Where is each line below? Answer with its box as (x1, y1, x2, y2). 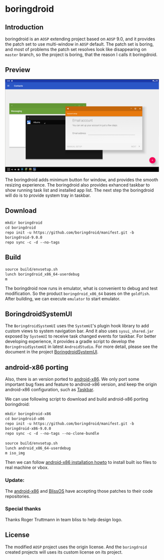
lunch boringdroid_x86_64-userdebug (5, 271, 80, 277)
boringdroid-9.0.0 (5, 235, 42, 240)
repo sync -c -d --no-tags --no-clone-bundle (5, 431, 99, 436)
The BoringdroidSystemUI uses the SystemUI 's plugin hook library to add (5, 323, 149, 329)
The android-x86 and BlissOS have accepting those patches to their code (5, 488, 153, 494)
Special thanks (5, 506, 41, 512)
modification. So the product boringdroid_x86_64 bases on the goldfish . (5, 291, 150, 296)
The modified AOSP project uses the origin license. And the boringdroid (5, 544, 147, 550)
